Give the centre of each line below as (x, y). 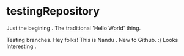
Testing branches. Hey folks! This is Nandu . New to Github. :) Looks (92, 40)
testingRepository (53, 11)
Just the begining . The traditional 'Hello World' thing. (74, 28)
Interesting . (21, 46)
